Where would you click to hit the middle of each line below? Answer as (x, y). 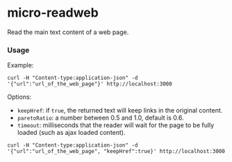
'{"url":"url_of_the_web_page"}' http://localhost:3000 (90, 84)
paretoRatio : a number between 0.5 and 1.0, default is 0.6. (100, 118)
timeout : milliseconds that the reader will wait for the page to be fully (116, 125)
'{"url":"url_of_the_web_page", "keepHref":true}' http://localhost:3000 (116, 152)
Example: (20, 65)
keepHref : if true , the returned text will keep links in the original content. (120, 111)
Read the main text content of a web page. (68, 32)
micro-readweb (53, 13)
